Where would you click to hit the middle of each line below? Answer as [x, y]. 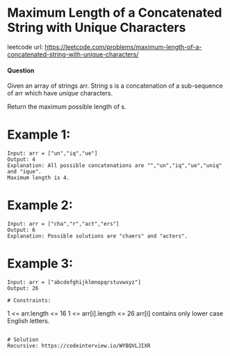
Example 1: [39, 135]
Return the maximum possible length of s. [67, 107]
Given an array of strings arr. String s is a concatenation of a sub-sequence [115, 86]
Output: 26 [23, 288]
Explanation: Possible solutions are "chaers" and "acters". [98, 236]
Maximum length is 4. [39, 178]
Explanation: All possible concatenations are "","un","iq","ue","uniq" [115, 166]
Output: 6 [22, 230]
